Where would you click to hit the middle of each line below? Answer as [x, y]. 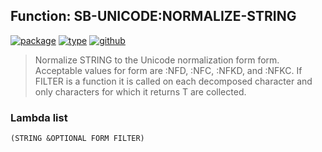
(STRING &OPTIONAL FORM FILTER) [77, 139]
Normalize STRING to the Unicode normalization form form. [157, 60]
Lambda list [39, 117]
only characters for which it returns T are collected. [140, 91]
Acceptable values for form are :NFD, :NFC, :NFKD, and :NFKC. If [168, 70]
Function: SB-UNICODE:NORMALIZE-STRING [153, 16]
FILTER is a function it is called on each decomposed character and [173, 81]
